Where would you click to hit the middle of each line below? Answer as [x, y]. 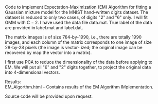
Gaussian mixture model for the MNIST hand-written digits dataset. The [77, 12]
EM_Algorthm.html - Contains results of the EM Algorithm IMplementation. [79, 87]
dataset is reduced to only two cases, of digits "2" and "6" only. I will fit [77, 17]
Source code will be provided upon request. [49, 96]
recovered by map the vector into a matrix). [48, 52]
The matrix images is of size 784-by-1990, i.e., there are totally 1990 [73, 37]
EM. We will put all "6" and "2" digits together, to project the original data [78, 67]
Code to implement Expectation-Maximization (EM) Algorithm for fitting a [78, 7]
